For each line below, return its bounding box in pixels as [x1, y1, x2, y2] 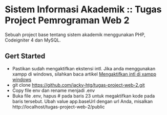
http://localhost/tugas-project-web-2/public [12, 104, 105, 110]
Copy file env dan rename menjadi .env [12, 87, 95, 93]
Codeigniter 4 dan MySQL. [5, 37, 61, 43]
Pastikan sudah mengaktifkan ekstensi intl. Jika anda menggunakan [12, 65, 156, 71]
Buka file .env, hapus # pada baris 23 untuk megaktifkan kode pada [12, 92, 155, 99]
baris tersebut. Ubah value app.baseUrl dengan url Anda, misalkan [12, 98, 153, 104]
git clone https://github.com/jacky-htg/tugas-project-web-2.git [12, 82, 145, 88]
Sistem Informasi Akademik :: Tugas [5, 4, 162, 15]
